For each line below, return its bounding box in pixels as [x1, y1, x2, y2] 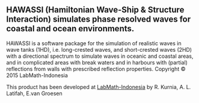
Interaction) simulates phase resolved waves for [6, 14, 191, 25]
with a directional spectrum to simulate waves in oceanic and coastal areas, [6, 52, 194, 60]
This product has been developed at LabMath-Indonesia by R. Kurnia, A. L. [6, 83, 191, 90]
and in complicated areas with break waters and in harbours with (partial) [6, 58, 188, 66]
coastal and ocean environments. [6, 23, 135, 34]
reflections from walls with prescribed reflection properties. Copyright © [6, 65, 186, 72]
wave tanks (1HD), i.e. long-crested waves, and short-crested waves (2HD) [6, 46, 192, 53]
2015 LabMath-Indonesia [6, 72, 68, 79]
